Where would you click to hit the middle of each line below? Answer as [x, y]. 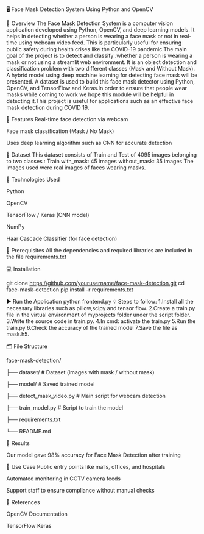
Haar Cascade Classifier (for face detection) [62, 238]
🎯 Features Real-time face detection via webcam [67, 119]
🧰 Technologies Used [33, 180]
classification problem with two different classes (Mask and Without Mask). [101, 69]
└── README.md [29, 431]
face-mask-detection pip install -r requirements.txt [70, 290]
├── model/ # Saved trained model [51, 384]
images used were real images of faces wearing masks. [76, 168]
